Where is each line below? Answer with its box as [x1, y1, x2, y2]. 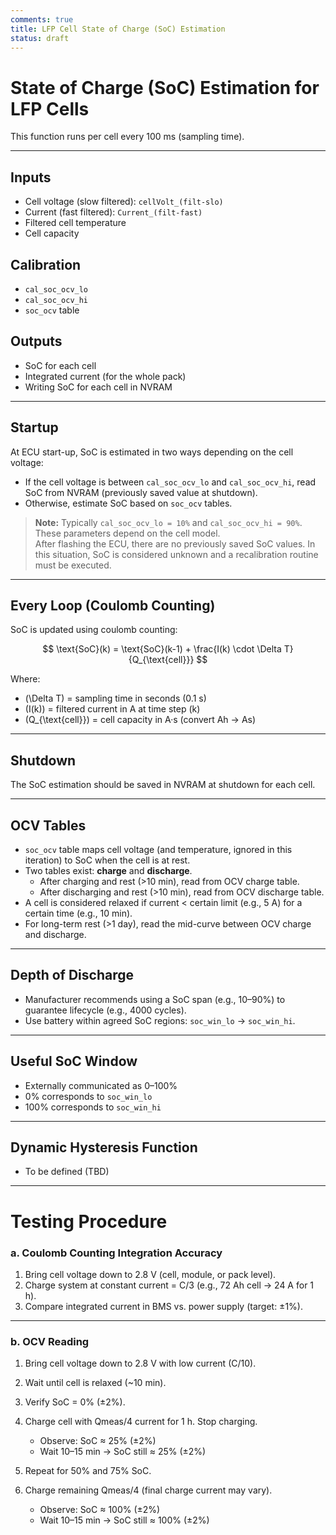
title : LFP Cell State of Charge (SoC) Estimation [10, 24, 226, 34]
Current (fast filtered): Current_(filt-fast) [24, 206, 203, 218]
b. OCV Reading [10, 1334, 90, 1348]
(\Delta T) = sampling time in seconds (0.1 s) [24, 692, 207, 705]
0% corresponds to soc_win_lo [24, 1090, 153, 1102]
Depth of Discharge [10, 967, 134, 984]
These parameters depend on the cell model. [34, 527, 221, 539]
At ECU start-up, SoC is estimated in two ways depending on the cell [10, 446, 294, 458]
